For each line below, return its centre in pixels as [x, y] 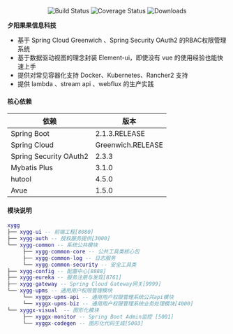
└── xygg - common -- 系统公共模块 [53, 245]
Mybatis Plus [32, 168]
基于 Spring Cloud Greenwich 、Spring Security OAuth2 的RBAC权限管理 [122, 40]
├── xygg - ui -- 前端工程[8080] [51, 232]
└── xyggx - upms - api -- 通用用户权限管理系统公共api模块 [98, 298]
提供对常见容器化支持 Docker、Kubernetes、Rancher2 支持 [103, 75]
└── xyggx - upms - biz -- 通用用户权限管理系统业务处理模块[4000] [108, 304]
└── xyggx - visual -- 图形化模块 [53, 310]
